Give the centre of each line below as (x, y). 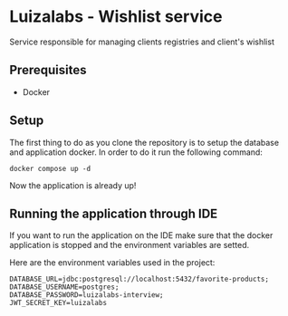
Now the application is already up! (73, 185)
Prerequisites (48, 70)
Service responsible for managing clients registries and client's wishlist (142, 42)
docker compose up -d (50, 168)
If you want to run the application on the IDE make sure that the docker (141, 235)
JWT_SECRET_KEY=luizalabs (58, 303)
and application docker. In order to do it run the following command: (136, 152)
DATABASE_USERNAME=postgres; (64, 287)
